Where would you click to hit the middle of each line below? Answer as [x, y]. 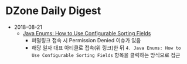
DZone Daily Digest [53, 11]
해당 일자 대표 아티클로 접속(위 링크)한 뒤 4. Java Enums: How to [106, 48]
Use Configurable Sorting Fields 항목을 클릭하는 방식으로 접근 [106, 55]
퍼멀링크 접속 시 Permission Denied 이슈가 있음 [86, 40]
